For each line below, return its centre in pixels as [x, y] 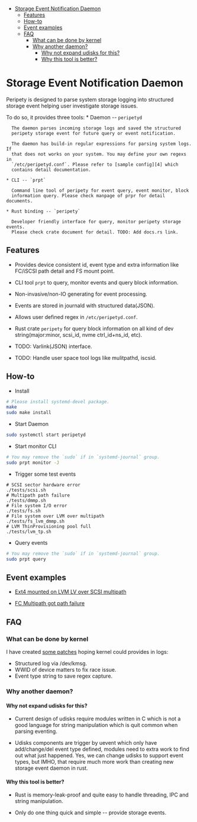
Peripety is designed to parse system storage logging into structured [90, 99]
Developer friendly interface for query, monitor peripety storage [96, 222]
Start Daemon [32, 424]
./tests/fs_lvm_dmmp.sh [35, 521]
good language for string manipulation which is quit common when [96, 725]
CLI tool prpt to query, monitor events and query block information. [96, 282]
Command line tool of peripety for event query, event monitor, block [100, 190]
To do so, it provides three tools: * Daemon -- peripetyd [74, 117]
